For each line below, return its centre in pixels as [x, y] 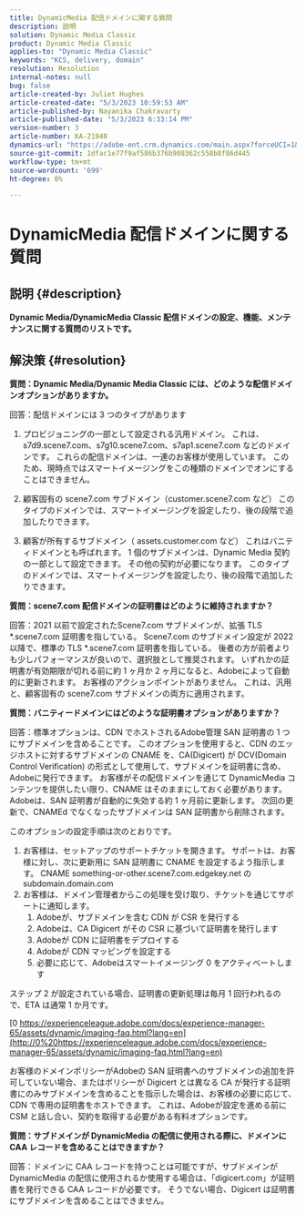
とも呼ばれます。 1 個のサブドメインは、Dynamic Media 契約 [176, 553]
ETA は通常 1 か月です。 [69, 1005]
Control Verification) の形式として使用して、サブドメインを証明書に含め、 [148, 767]
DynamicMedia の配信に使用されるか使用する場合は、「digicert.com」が [144, 1178]
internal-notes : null [51, 77]
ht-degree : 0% [36, 179]
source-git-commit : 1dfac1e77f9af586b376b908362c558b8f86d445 [130, 153]
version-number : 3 [44, 128]
